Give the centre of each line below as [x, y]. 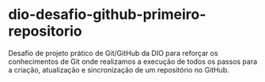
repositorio [45, 31]
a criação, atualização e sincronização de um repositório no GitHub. [119, 69]
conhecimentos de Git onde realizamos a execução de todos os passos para [133, 61]
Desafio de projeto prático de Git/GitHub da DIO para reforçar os [114, 53]
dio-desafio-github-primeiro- [107, 15]
